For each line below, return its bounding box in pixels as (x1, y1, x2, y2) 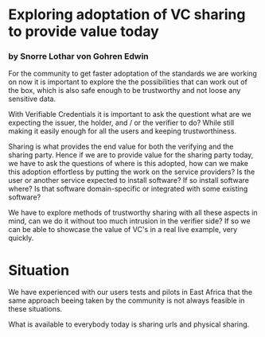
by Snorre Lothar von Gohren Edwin (8, 51, 149, 62)
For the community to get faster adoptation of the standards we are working (8, 69, 257, 79)
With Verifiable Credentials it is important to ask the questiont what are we (8, 110, 252, 119)
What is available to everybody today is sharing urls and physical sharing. (8, 320, 250, 329)
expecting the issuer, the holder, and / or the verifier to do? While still (8, 118, 235, 128)
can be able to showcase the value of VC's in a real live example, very (8, 225, 238, 234)
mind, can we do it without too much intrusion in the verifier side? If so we (8, 216, 251, 226)
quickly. (8, 233, 34, 243)
